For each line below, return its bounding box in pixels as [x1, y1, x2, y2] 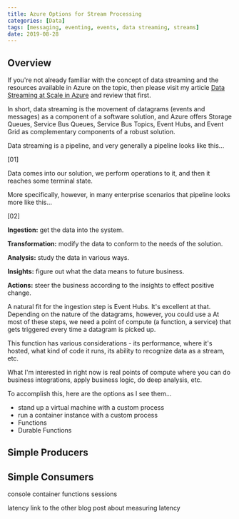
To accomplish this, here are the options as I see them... [7, 390, 172, 398]
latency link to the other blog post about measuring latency [7, 504, 180, 513]
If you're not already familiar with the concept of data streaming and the [7, 76, 219, 84]
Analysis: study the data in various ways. [7, 253, 130, 262]
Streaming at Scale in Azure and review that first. [7, 91, 151, 100]
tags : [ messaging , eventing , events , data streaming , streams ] [7, 24, 200, 31]
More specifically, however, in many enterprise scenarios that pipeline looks [7, 191, 230, 199]
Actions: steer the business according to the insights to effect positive [7, 281, 215, 290]
